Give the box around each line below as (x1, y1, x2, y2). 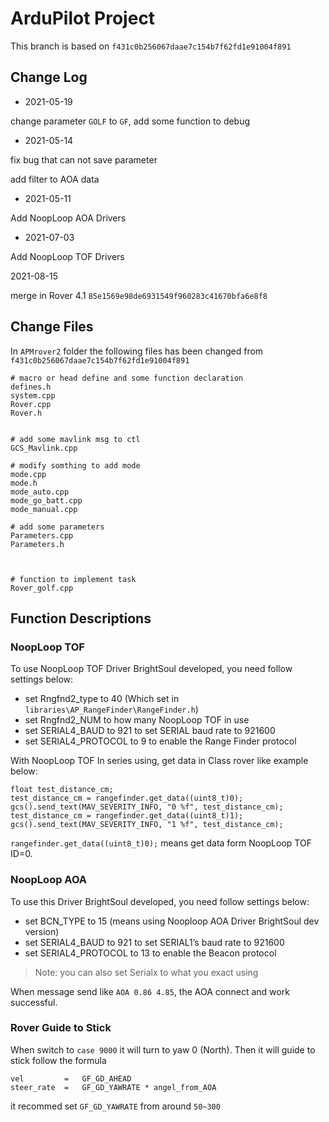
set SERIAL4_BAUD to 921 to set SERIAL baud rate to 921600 (24, 725, 276, 737)
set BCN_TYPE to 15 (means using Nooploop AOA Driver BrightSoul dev (24, 915, 320, 927)
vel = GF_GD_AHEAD (10, 1073, 132, 1084)
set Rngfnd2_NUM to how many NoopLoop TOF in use (24, 714, 250, 726)
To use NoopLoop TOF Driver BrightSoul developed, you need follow (10, 663, 293, 675)
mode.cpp (10, 469, 47, 479)
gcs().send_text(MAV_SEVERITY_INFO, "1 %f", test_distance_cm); (10, 820, 284, 830)
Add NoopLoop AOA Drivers (10, 212, 127, 224)
